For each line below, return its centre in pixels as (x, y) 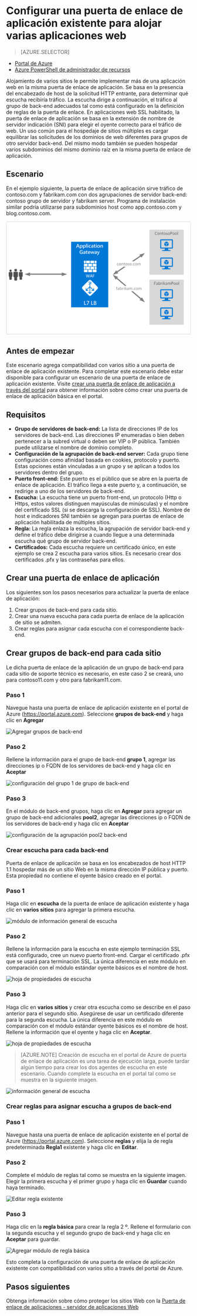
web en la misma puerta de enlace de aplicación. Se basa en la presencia (95, 87)
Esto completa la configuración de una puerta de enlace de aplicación (91, 1262)
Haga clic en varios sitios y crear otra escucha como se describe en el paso (98, 1007)
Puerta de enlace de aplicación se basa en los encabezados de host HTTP (96, 863)
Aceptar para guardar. (33, 1239)
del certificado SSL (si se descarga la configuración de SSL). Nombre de (102, 510)
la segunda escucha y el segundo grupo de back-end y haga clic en (88, 1233)
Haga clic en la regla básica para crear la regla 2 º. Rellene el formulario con (98, 1227)
